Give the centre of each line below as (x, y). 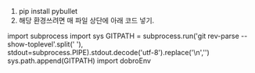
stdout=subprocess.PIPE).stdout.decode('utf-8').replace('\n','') (109, 52)
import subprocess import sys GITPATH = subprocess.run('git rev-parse (123, 36)
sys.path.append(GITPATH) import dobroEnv (79, 61)
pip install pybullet (48, 11)
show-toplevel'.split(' (41, 44)
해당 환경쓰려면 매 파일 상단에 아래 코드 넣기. (86, 20)
